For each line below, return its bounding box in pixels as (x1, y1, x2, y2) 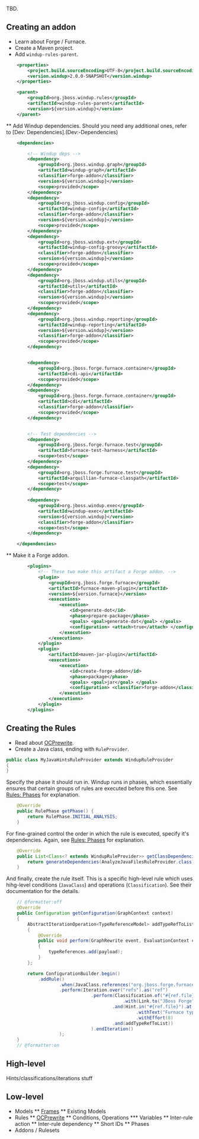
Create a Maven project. (14, 44, 74, 51)
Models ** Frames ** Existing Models (14, 1108, 107, 1115)
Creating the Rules (6, 723, 76, 733)
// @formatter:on (17, 1042, 60, 1049)
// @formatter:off (17, 899, 62, 905)
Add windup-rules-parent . (14, 50, 79, 58)
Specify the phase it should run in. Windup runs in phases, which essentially (6, 779, 192, 786)
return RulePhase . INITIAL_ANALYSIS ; (27, 814, 118, 820)
